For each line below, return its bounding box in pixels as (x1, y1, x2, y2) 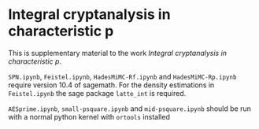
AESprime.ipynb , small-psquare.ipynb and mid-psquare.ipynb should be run (8, 104, 252, 113)
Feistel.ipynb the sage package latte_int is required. (8, 88, 187, 98)
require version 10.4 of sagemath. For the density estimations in (8, 80, 215, 90)
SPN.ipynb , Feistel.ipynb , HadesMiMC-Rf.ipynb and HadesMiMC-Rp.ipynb (8, 72, 237, 81)
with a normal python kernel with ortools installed (8, 112, 171, 121)
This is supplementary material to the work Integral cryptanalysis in (8, 48, 227, 57)
